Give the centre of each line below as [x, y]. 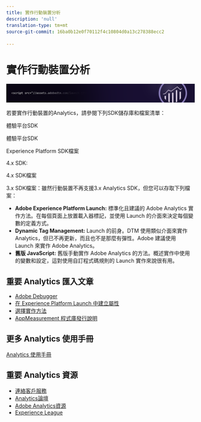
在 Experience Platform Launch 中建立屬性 [67, 303]
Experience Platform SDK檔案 [42, 151]
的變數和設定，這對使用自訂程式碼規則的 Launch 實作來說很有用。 [96, 261]
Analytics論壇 [32, 398]
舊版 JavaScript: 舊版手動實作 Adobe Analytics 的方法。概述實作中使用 [102, 253]
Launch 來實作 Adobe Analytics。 [56, 246]
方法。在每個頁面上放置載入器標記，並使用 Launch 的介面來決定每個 [104, 216]
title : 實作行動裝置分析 [33, 13]
